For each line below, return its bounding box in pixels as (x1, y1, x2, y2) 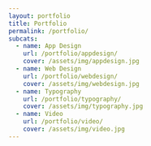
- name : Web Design (15, 65, 82, 73)
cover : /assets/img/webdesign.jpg (23, 79, 140, 88)
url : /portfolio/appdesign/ (23, 49, 118, 58)
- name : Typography (15, 87, 82, 96)
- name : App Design (15, 42, 82, 50)
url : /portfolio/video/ (23, 118, 104, 126)
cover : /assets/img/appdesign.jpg (23, 58, 140, 66)
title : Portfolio (8, 19, 67, 28)
